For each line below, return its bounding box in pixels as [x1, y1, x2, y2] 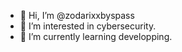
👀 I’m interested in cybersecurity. [19, 20, 157, 32]
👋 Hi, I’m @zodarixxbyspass [19, 10, 135, 21]
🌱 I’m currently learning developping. [19, 31, 173, 42]
